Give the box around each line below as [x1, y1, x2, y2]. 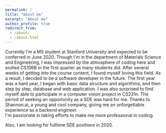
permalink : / [5, 7, 32, 12]
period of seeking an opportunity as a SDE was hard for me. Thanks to [5, 96, 150, 102]
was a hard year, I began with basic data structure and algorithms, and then [5, 80, 161, 86]
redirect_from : [5, 26, 37, 31]
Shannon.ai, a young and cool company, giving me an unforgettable [5, 102, 144, 108]
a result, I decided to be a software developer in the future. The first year [5, 75, 155, 81]
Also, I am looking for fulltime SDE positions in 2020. [5, 122, 113, 128]
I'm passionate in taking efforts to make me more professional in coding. [5, 112, 154, 118]
